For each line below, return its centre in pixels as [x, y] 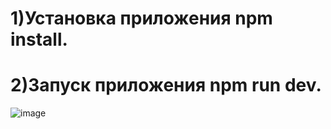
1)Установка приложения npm [141, 18]
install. [39, 39]
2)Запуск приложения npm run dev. [166, 85]
